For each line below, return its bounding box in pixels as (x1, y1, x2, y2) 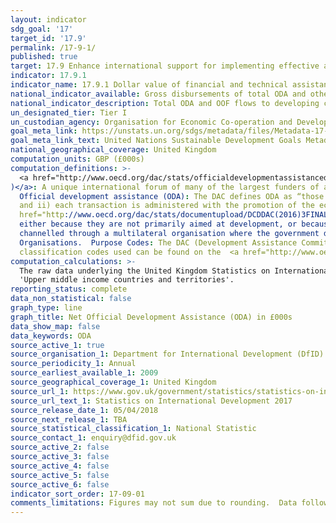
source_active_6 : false (10, 479, 110, 490)
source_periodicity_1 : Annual (10, 359, 137, 369)
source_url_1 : (10, 386, 70, 396)
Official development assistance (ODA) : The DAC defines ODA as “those (19, 191, 325, 201)
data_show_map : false (10, 321, 101, 331)
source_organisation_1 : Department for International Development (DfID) (10, 349, 325, 360)
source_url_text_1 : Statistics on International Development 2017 (10, 396, 293, 406)
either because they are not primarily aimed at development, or (19, 219, 298, 230)
